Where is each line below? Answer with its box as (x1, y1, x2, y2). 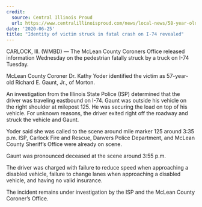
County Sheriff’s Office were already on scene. (6, 141, 122, 148)
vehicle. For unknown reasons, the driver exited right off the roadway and (6, 110, 188, 117)
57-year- (166, 72, 189, 80)
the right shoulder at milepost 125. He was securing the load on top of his (6, 103, 188, 110)
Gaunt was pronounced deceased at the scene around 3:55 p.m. (6, 152, 167, 160)
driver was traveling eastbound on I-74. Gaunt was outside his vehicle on (6, 97, 187, 104)
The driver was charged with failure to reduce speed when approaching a (6, 164, 189, 171)
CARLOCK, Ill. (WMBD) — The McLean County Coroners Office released (6, 48, 185, 55)
